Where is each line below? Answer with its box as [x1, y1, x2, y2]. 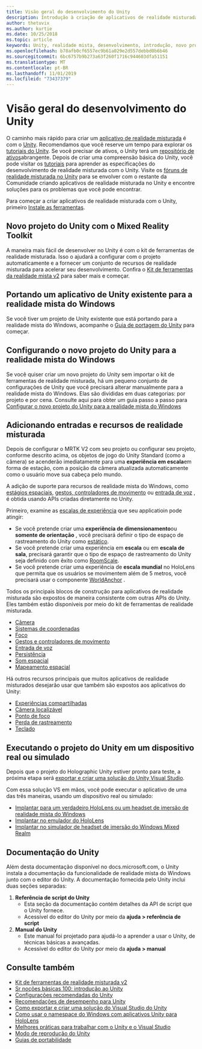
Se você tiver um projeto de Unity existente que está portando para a [6, 315, 177, 322]
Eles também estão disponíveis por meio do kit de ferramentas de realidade [6, 601, 194, 608]
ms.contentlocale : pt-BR [6, 64, 69, 71]
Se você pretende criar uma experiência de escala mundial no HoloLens [14, 563, 195, 571]
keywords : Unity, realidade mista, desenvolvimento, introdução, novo [6, 43, 187, 49]
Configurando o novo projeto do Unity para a [6, 345, 177, 356]
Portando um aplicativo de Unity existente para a [6, 289, 193, 300]
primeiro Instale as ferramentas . [6, 204, 85, 211]
